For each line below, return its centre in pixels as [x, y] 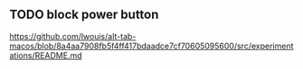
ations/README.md [46, 55]
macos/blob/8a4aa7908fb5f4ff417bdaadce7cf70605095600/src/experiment [151, 46]
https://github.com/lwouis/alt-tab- [73, 36]
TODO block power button [84, 15]
